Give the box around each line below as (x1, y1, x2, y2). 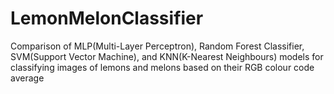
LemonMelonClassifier (10, 7, 204, 30)
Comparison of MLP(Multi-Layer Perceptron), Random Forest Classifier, (10, 40, 305, 52)
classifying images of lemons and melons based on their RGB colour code (10, 61, 315, 73)
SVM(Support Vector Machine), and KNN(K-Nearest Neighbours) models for (10, 50, 324, 62)
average (10, 72, 45, 84)
